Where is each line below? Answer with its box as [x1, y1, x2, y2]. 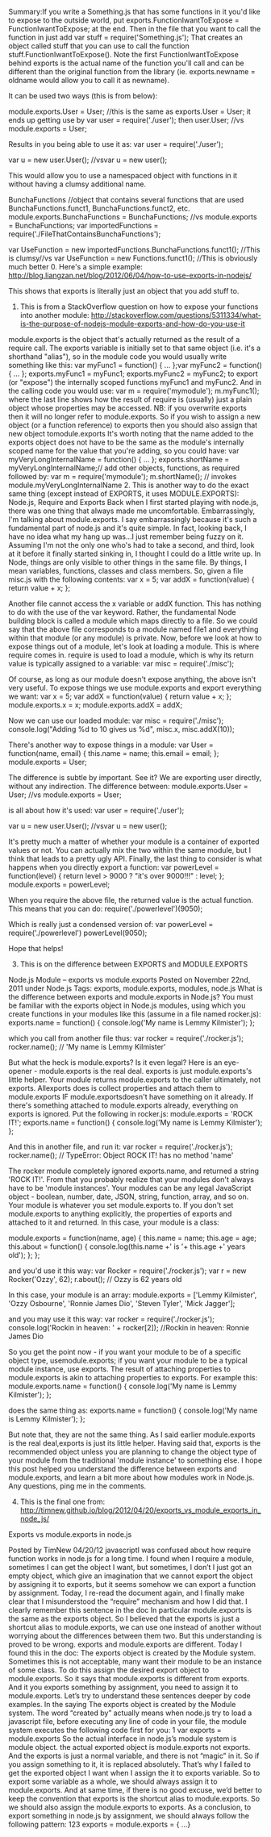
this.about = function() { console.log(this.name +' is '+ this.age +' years [8, 1242, 246, 1251]
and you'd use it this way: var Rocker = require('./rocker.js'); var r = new [8, 1266, 248, 1275]
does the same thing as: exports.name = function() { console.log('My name [8, 1405, 258, 1415]
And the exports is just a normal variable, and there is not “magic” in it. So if [8, 1751, 260, 1760]
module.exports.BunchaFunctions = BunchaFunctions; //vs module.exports [8, 212, 257, 221]
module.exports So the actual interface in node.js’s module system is [8, 1734, 237, 1743]
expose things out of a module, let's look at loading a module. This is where [8, 641, 260, 651]
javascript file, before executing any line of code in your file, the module [8, 1717, 248, 1726]
